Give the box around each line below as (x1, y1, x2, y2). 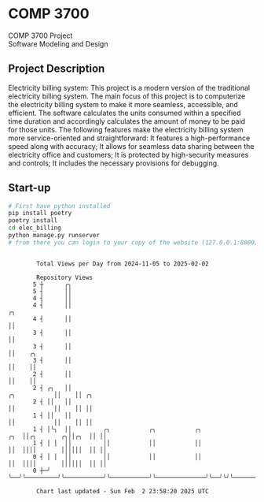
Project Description (8, 62, 105, 76)
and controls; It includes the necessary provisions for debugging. (8, 158, 219, 168)
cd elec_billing (8, 224, 61, 232)
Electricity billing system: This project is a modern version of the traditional (8, 83, 250, 92)
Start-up (8, 181, 51, 195)
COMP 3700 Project (8, 31, 73, 40)
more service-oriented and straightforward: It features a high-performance (8, 133, 251, 143)
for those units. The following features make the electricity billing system (8, 125, 244, 134)
